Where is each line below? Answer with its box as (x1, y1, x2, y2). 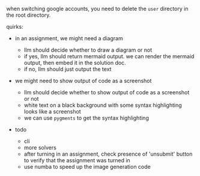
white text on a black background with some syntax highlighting (23, 102, 182, 109)
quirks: (6, 23, 23, 30)
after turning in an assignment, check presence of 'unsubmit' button (23, 150, 193, 157)
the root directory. (6, 11, 51, 19)
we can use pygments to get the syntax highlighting (23, 114, 149, 121)
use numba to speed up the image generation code (23, 163, 151, 170)
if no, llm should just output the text (23, 65, 112, 73)
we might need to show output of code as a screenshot (14, 77, 152, 84)
